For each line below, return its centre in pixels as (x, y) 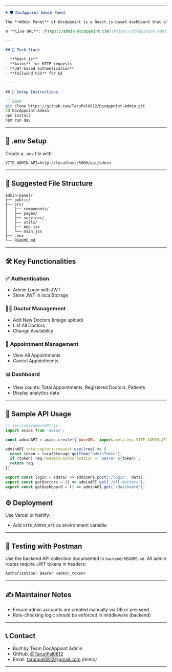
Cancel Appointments (36, 361)
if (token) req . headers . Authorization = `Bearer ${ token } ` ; (75, 459)
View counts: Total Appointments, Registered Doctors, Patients (79, 387)
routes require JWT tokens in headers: (46, 564)
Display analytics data (36, 393)
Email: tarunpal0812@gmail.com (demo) (55, 659)
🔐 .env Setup (26, 141)
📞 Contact (20, 636)
